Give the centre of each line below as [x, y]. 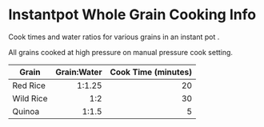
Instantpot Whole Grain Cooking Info [132, 15]
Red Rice [29, 85]
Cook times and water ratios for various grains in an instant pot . [114, 37]
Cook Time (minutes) [151, 72]
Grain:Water [79, 72]
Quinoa [26, 111]
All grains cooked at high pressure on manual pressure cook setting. [121, 52]
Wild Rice [30, 98]
